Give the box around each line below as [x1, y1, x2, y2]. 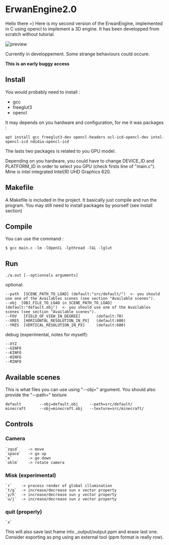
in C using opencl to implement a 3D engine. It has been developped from [5, 25, 160, 31]
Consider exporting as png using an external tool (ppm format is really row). [5, 534, 164, 540]
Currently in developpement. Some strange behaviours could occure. [5, 51, 150, 57]
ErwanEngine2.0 [5, 4, 77, 15]
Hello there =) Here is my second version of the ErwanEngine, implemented [5, 20, 163, 26]
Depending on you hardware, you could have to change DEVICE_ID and [5, 157, 155, 164]
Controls [5, 420, 33, 429]
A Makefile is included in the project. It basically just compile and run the [5, 197, 157, 203]
